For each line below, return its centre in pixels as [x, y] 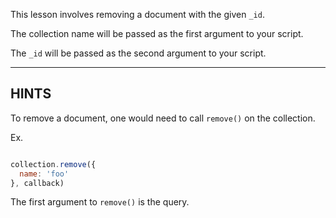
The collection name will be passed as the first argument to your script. [157, 33]
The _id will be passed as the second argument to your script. [138, 53]
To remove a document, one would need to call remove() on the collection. [163, 118]
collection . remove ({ [53, 164]
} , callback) [37, 183]
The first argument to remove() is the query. [100, 202]
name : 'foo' [44, 174]
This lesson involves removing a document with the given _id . [137, 14]
